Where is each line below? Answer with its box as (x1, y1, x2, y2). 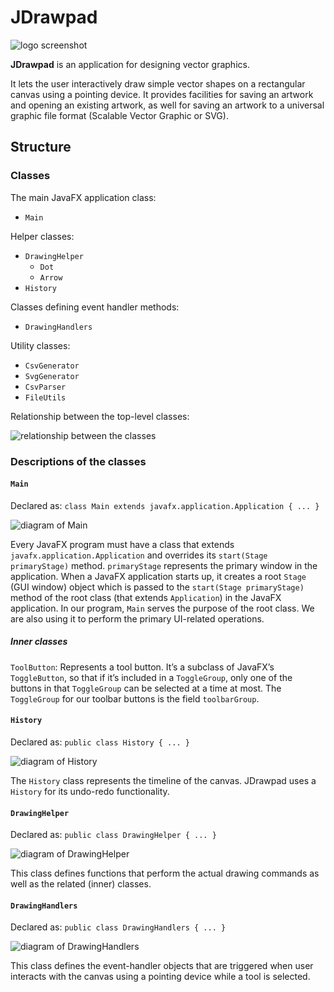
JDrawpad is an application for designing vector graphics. (10, 58, 250, 70)
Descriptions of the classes (10, 454, 147, 468)
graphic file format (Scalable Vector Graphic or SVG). (10, 109, 229, 121)
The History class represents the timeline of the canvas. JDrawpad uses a (10, 774, 317, 786)
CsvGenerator (24, 361, 80, 371)
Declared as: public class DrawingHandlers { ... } (10, 921, 227, 933)
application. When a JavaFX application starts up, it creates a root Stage (10, 570, 307, 582)
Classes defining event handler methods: (10, 301, 180, 313)
